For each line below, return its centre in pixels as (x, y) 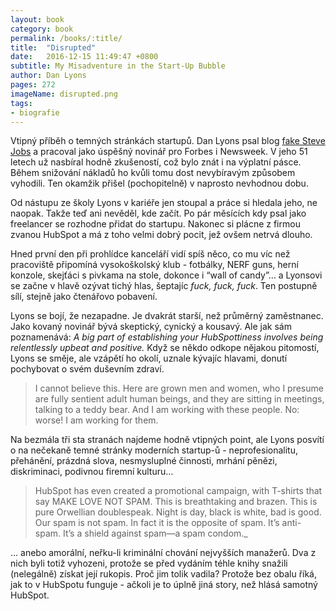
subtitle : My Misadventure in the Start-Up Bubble (118, 66)
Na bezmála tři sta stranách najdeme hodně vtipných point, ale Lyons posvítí (167, 440)
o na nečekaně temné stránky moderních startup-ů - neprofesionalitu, (154, 450)
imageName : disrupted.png (64, 94)
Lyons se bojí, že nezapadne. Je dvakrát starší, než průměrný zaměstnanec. (167, 316)
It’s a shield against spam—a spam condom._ (155, 533)
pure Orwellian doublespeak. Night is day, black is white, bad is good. (178, 512)
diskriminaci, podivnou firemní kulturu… (92, 472)
